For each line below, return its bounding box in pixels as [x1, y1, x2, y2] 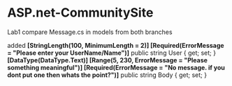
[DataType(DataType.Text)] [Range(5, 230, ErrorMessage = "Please [7, 55, 208, 64]
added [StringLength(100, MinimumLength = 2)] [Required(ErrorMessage [7, 41, 225, 49]
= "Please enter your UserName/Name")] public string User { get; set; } [7, 49, 217, 57]
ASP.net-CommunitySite [7, 5, 154, 21]
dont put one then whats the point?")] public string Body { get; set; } [7, 71, 208, 79]
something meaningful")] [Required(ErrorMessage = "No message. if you [7, 63, 226, 71]
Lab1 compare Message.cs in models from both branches [7, 28, 173, 36]
